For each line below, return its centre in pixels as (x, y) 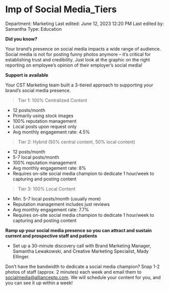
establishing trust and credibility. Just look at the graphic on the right (78, 59)
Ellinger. (21, 256)
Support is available (27, 75)
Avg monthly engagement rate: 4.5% (51, 132)
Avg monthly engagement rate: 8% (49, 168)
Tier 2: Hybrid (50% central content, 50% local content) (77, 142)
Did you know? (21, 39)
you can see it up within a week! (39, 283)
